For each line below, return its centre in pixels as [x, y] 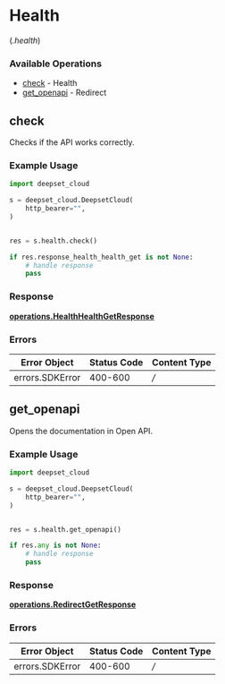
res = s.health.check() [54, 241]
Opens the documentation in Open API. [81, 431]
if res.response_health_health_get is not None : [101, 257]
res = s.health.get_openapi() [66, 529]
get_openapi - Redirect [64, 93]
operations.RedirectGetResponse [73, 604]
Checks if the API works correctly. [72, 142]
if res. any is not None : [55, 546]
